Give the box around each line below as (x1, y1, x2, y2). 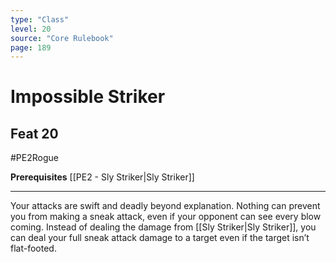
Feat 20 (10, 125, 59, 142)
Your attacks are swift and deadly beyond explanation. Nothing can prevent (10, 200, 321, 212)
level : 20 (10, 24, 52, 34)
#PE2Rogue (10, 152, 59, 164)
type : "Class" (10, 14, 70, 25)
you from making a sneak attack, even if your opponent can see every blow (10, 211, 322, 223)
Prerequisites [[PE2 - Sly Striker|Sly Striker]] (10, 171, 195, 183)
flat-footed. (10, 242, 57, 255)
